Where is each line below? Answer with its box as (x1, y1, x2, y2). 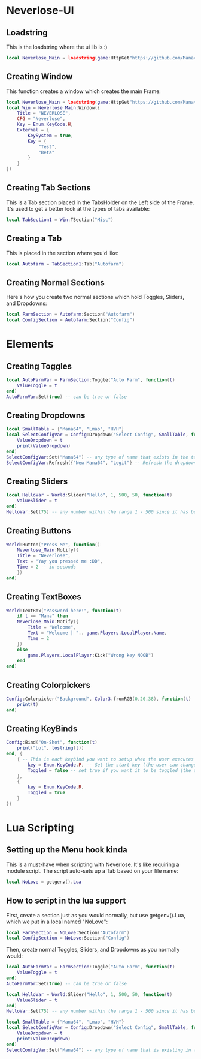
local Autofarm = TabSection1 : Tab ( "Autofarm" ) (6, 261, 124, 267)
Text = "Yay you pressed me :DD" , (17, 558, 103, 564)
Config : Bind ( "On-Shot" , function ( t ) (6, 740, 98, 746)
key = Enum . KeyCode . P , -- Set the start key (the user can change (28, 762, 197, 768)
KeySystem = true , (28, 133, 74, 139)
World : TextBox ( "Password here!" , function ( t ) (6, 608, 121, 614)
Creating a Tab (6, 234, 62, 244)
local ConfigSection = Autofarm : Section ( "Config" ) (6, 317, 135, 323)
